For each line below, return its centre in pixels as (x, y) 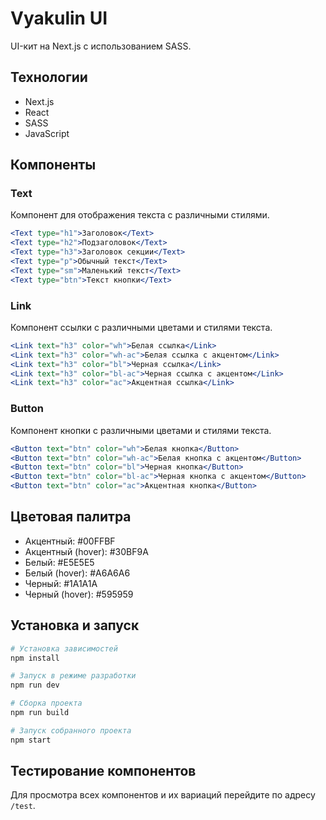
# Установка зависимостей (64, 648)
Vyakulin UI (59, 18)
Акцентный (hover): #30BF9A (86, 551)
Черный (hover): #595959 (79, 594)
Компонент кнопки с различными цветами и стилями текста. (141, 430)
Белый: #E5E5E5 (59, 562)
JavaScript (47, 133)
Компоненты (53, 165)
